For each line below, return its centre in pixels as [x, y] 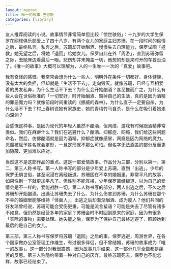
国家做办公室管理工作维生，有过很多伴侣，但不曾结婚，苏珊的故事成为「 [85, 243]
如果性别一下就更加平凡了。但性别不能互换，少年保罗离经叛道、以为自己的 [83, 181]
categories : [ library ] [29, 19]
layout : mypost [21, 10]
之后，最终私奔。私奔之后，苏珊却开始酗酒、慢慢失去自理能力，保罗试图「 [83, 47]
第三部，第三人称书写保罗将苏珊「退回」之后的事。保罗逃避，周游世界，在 [83, 236]
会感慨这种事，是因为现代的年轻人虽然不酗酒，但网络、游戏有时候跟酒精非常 [85, 126]
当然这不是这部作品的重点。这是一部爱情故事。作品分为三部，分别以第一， [83, 162]
